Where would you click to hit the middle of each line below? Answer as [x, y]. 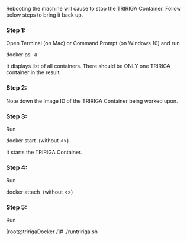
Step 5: [17, 207]
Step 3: [17, 116]
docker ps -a [22, 55]
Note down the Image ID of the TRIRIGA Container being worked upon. [92, 101]
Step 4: [17, 167]
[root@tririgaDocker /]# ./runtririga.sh [52, 232]
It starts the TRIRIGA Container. [44, 152]
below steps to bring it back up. [45, 15]
